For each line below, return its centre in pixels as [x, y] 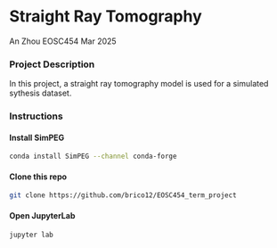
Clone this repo [38, 177]
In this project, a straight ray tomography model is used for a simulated [139, 84]
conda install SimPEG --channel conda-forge [93, 157]
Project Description [52, 64]
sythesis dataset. [41, 93]
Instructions [37, 116]
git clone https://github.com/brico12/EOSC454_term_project [123, 195]
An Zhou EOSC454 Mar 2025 [63, 41]
